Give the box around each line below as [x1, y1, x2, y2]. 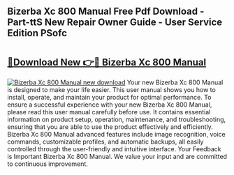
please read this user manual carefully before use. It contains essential [7, 108, 211, 116]
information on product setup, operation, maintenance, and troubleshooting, [7, 115, 226, 123]
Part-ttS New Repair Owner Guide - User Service [7, 17, 223, 29]
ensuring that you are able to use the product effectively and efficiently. [7, 123, 213, 131]
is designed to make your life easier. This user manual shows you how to [7, 86, 217, 93]
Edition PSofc [7, 27, 68, 39]
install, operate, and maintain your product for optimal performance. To [7, 93, 212, 101]
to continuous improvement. [7, 160, 89, 168]
